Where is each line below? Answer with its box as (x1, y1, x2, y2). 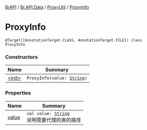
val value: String (26, 111, 70, 116)
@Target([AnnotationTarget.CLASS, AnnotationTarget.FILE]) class (5, 38, 142, 43)
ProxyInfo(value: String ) (26, 75, 88, 81)
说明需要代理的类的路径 (26, 116, 81, 123)
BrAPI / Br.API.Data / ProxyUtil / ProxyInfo (5, 4, 89, 10)
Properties (5, 89, 31, 96)
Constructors (5, 53, 38, 60)
